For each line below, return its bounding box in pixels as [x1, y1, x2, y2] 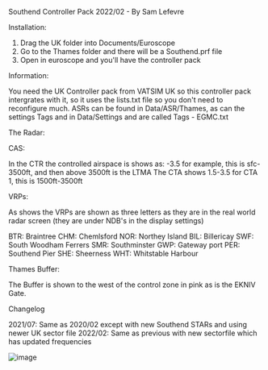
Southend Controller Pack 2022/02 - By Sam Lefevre [8, 7, 184, 16]
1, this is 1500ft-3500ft [8, 177, 83, 185]
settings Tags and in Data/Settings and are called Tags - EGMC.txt [8, 112, 228, 122]
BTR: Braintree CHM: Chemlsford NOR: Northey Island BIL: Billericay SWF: [8, 231, 254, 241]
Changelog [8, 304, 45, 314]
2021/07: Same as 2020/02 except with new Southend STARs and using [8, 320, 248, 329]
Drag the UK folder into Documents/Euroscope [19, 38, 176, 48]
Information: [8, 71, 49, 80]
